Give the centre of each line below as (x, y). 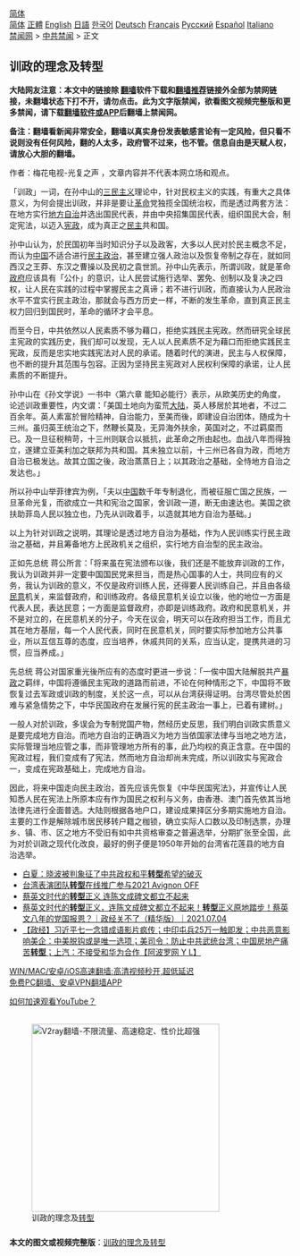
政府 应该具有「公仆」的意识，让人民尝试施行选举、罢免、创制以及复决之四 (146, 277)
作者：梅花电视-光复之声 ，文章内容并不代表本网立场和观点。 (122, 173)
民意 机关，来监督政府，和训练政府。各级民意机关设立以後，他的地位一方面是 (150, 596)
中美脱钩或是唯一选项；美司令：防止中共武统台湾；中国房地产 (167, 940)
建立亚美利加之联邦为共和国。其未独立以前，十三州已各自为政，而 (154, 450)
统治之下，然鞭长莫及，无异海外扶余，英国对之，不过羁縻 (169, 428)
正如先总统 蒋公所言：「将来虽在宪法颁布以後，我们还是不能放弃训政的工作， (149, 563)
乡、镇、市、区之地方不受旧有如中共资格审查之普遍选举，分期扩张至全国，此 (150, 832)
